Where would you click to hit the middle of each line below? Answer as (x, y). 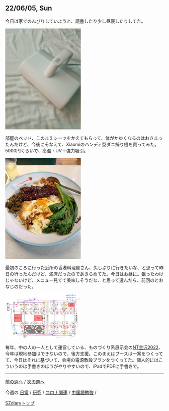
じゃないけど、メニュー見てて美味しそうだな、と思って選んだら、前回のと (82, 280)
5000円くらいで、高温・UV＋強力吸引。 (47, 150)
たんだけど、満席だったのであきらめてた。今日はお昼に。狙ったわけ (93, 274)
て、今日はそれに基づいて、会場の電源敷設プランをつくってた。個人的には (82, 360)
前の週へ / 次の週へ (25, 382)
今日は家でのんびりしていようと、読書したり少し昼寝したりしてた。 (75, 21)
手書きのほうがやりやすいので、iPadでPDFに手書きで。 (84, 366)
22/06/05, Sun (29, 8)
